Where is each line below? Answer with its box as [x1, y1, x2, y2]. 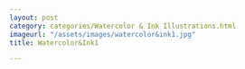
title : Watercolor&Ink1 [9, 38, 99, 47]
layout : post [9, 13, 59, 22]
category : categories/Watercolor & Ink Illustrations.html [9, 22, 237, 30]
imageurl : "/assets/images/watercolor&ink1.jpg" [9, 30, 196, 39]
